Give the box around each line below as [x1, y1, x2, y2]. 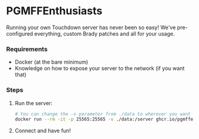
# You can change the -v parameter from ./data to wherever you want [14, 111, 191, 117]
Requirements [6, 45, 48, 53]
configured [6, 30, 33, 37]
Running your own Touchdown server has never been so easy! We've [6, 24, 176, 31]
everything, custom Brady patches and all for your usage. [34, 30, 175, 37]
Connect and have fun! [14, 127, 71, 134]
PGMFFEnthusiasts [6, 4, 103, 18]
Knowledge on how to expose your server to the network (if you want [14, 65, 185, 72]
